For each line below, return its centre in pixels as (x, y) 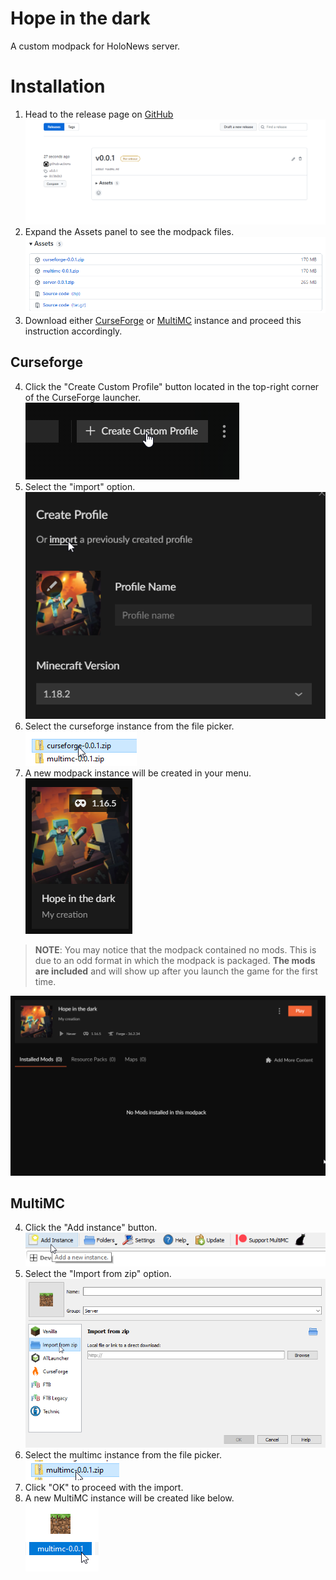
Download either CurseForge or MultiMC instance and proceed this (163, 320)
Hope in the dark (80, 18)
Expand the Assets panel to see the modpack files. (129, 232)
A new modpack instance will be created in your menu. (138, 773)
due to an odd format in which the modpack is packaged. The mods (175, 960)
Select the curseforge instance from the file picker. (129, 726)
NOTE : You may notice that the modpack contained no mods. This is (175, 949)
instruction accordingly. (73, 331)
